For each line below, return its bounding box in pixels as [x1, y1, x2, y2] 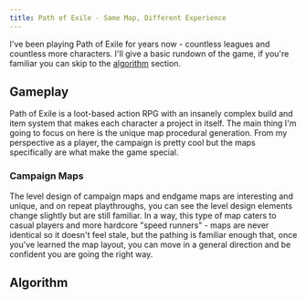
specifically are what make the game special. [9, 147, 180, 158]
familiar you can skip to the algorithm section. [9, 57, 181, 68]
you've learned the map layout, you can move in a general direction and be [9, 239, 291, 250]
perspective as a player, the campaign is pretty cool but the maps [9, 138, 256, 149]
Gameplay [9, 84, 69, 100]
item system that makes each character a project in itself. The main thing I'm [9, 118, 297, 129]
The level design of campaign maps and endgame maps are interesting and [9, 191, 294, 201]
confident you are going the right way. [9, 248, 153, 260]
